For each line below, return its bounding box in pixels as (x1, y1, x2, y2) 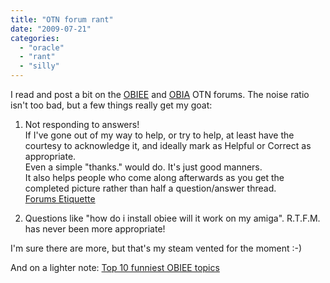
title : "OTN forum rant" (10, 14, 114, 25)
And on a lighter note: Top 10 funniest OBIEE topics (10, 262, 220, 273)
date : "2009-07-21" (10, 24, 92, 34)
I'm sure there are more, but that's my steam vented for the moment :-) (10, 242, 303, 254)
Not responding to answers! (24, 119, 140, 130)
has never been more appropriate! (24, 223, 166, 235)
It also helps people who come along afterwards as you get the (24, 172, 285, 183)
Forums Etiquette (24, 193, 96, 205)
